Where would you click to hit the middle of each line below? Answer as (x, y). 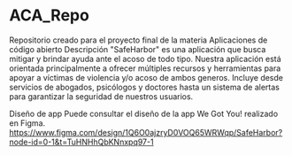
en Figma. (27, 123)
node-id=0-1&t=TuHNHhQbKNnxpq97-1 (81, 142)
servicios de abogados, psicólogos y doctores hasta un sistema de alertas (145, 87)
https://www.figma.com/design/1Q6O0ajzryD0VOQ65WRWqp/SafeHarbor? (146, 132)
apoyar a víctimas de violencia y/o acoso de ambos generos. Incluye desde (146, 77)
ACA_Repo (50, 16)
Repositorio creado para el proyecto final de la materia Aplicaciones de (138, 40)
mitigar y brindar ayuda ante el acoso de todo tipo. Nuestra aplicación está (145, 58)
